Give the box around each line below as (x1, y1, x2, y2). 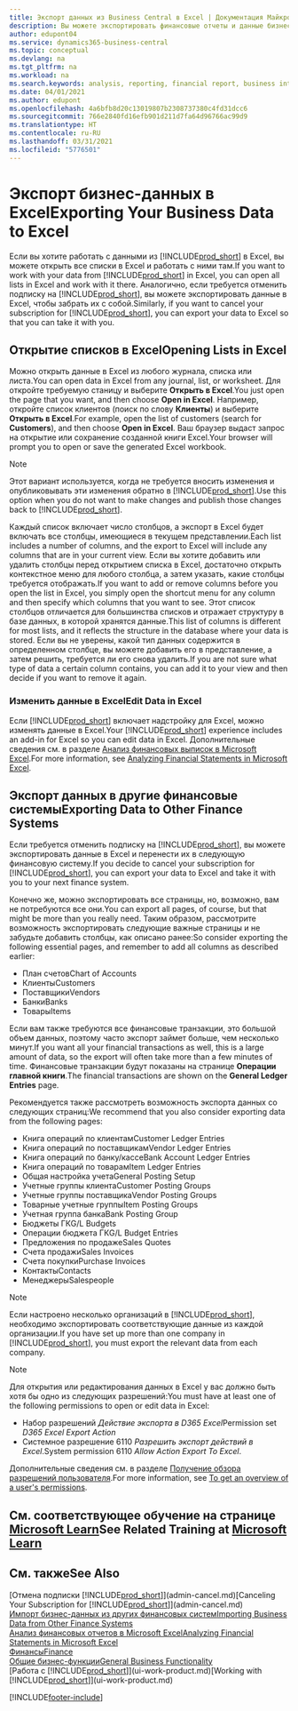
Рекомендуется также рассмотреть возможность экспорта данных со (9, 1097, 278, 1107)
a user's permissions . (9, 1482, 88, 1493)
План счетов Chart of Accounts (21, 968, 137, 979)
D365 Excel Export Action (21, 1427, 116, 1438)
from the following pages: (9, 1116, 104, 1127)
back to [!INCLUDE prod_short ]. (9, 504, 122, 516)
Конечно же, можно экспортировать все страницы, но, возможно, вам (9, 894, 279, 905)
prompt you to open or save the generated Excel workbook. (9, 442, 227, 452)
